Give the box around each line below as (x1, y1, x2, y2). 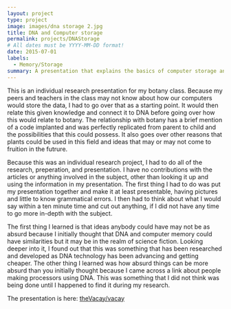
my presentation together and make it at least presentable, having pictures (7, 187, 218, 196)
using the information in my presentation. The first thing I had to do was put (7, 180, 221, 188)
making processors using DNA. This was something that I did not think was (7, 273, 220, 282)
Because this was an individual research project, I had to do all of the (7, 158, 203, 166)
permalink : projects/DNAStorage (7, 36, 100, 43)
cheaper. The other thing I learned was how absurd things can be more (7, 259, 208, 267)
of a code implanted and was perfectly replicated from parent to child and (7, 123, 217, 131)
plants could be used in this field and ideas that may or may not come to (7, 137, 212, 146)
